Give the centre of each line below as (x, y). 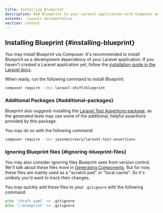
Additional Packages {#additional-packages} (59, 100)
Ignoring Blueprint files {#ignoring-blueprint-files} (66, 152)
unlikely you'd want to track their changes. (48, 178)
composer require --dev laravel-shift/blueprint (55, 88)
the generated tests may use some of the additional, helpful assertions (76, 116)
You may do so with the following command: (49, 131)
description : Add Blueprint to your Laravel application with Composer (79, 14)
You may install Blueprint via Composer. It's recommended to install (73, 54)
